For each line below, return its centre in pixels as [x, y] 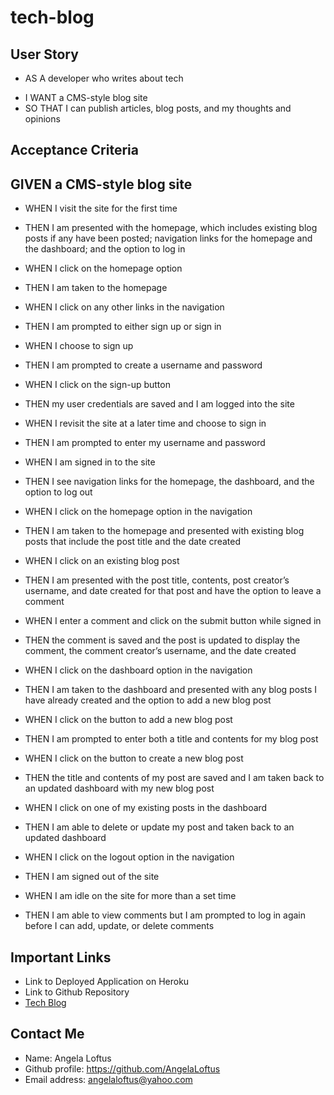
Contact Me [47, 1034]
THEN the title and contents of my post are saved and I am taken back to [174, 778]
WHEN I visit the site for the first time [101, 208]
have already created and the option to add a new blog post [148, 700]
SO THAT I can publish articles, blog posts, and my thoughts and [158, 108]
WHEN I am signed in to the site [90, 462]
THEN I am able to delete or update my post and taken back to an [159, 827]
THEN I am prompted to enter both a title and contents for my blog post [171, 739]
